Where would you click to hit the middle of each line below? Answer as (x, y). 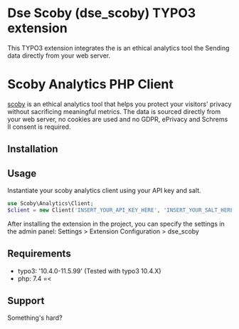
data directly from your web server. (59, 56)
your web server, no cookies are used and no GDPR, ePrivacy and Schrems (118, 119)
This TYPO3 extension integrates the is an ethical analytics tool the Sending (118, 48)
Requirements (39, 254)
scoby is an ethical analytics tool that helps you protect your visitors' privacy (119, 104)
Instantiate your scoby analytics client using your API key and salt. (104, 191)
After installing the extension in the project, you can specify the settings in (116, 224)
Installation (33, 149)
